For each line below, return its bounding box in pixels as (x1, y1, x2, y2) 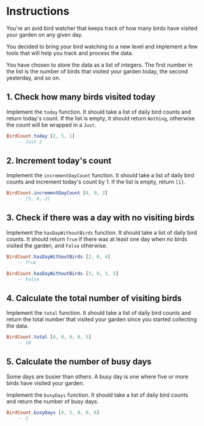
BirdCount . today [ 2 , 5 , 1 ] (6, 133, 75, 139)
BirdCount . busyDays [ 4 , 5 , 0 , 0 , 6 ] (6, 409, 100, 416)
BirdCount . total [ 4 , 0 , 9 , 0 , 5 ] (6, 334, 92, 340)
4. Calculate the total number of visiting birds (6, 293, 182, 303)
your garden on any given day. (6, 31, 83, 38)
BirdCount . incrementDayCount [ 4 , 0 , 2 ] (6, 190, 108, 196)
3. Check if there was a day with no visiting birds (6, 213, 195, 223)
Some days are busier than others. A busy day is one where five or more (6, 373, 189, 380)
